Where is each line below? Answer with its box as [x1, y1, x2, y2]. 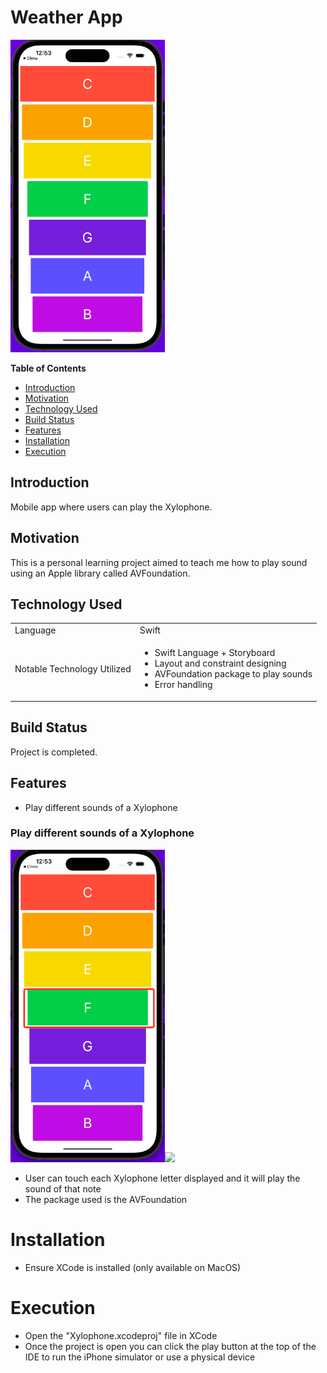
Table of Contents [10, 362, 87, 374]
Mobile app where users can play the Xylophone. [10, 501, 213, 513]
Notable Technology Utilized [14, 662, 132, 675]
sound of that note [24, 1182, 102, 1195]
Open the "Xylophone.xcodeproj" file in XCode [24, 1329, 218, 1341]
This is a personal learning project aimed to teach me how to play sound [10, 556, 308, 568]
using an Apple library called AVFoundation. [10, 567, 191, 579]
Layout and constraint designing [154, 657, 287, 670]
